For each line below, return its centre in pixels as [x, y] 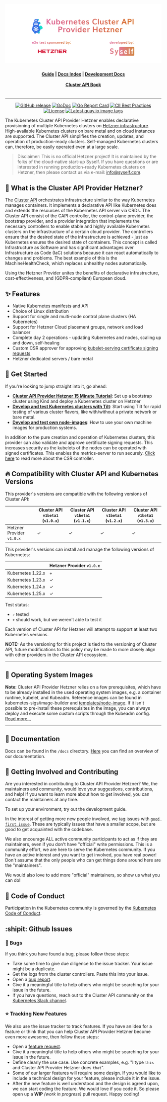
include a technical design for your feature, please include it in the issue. [86, 1078]
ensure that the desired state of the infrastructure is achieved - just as [77, 237]
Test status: [17, 604]
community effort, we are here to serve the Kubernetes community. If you [80, 849]
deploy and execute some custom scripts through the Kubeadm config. [78, 713]
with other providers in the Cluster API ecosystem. [56, 655]
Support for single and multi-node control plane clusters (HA [74, 317]
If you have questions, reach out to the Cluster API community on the [83, 995]
